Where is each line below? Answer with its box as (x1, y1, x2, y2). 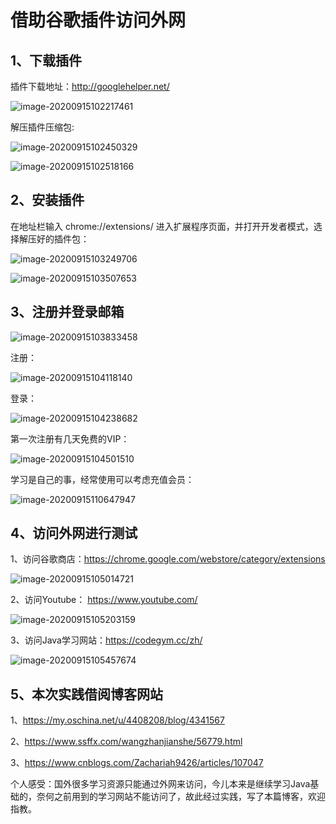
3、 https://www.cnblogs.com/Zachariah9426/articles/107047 (10, 757, 264, 769)
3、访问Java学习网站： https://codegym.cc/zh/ (10, 634, 203, 646)
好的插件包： (36, 232, 90, 245)
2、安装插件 (10, 192, 85, 209)
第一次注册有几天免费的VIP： (10, 432, 130, 445)
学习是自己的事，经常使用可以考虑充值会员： (10, 473, 195, 485)
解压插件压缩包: (10, 121, 75, 133)
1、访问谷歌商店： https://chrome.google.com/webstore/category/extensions (10, 553, 326, 565)
